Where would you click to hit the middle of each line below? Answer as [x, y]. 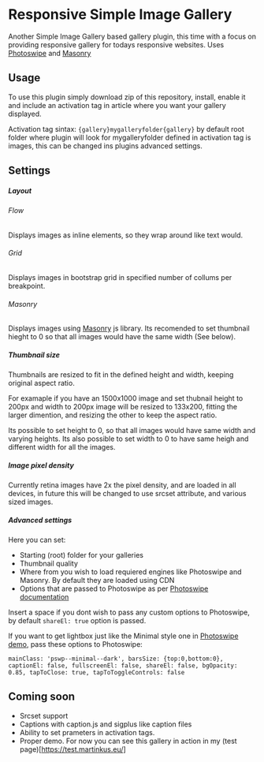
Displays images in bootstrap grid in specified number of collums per [120, 277]
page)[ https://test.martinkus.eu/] [73, 749]
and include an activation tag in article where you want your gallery [117, 105]
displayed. [25, 114]
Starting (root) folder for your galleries [82, 555]
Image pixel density [41, 465]
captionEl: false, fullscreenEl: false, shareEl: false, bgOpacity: [123, 666]
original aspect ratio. [41, 383]
